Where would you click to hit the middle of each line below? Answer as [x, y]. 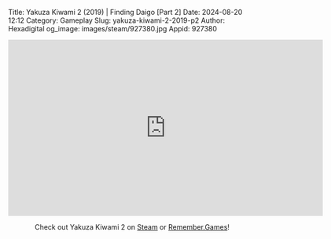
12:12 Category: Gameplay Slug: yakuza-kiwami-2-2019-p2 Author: [117, 20]
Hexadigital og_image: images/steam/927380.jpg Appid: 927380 [113, 29]
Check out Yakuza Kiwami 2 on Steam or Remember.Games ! [132, 227]
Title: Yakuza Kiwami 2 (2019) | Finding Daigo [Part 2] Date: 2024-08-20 [125, 12]
